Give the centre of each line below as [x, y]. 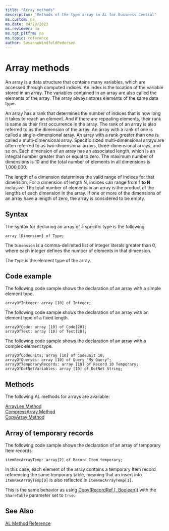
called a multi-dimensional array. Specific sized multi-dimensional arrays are [85, 140]
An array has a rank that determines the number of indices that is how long [83, 113]
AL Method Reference [28, 523]
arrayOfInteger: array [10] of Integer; [48, 303]
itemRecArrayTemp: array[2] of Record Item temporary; [64, 460]
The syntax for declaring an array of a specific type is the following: [76, 226]
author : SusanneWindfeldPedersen [40, 43]
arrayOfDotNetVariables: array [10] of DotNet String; [64, 369]
